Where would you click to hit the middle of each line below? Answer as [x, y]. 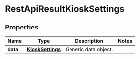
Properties [22, 27]
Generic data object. [89, 49]
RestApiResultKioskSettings [65, 9]
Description [89, 41]
